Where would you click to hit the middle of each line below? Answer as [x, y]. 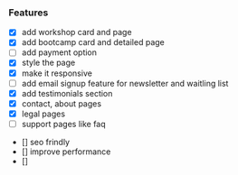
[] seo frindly [45, 142]
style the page [48, 63]
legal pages [43, 114]
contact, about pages [61, 103]
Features [29, 13]
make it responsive [57, 73]
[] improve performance [66, 152]
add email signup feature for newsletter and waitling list [125, 83]
